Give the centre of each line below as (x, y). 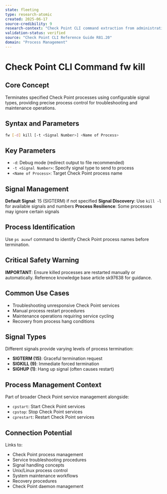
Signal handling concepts (38, 465)
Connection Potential (39, 433)
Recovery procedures (35, 481)
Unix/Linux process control (40, 470)
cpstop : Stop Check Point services (47, 412)
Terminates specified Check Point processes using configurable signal (78, 97)
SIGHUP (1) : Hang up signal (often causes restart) (63, 369)
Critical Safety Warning (42, 260)
